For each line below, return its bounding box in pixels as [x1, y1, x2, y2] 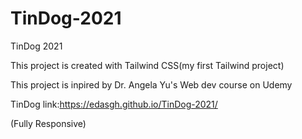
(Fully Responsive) [10, 117, 87, 129]
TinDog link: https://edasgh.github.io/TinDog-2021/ [10, 98, 218, 110]
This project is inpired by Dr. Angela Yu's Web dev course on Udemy [10, 78, 293, 91]
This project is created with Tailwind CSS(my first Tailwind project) [10, 59, 285, 71]
